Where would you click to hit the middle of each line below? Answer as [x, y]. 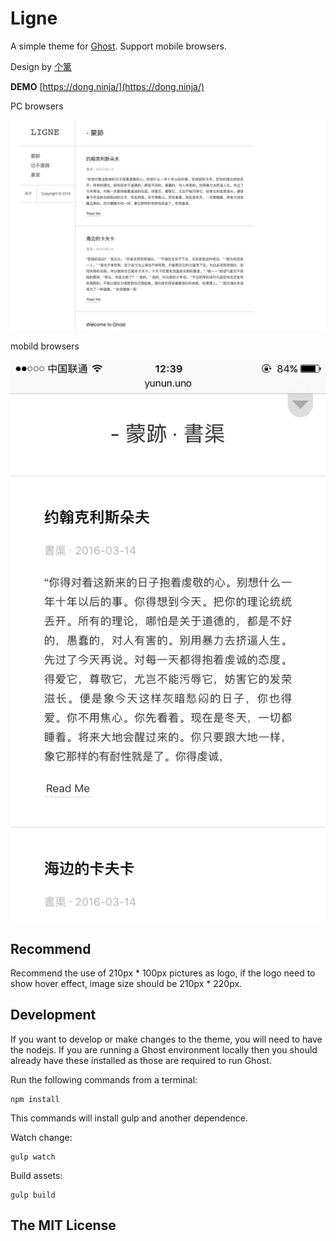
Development [53, 1015]
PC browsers [37, 106]
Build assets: [36, 1175]
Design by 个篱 [41, 66]
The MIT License [63, 1225]
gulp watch [33, 1157]
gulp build [33, 1195]
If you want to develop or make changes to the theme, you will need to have [166, 1039]
